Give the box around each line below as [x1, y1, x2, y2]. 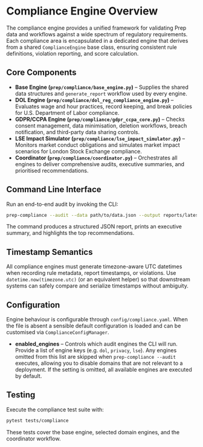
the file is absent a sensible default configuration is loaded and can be [6, 322, 181, 330]
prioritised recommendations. [14, 167, 89, 174]
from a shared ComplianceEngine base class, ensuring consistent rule [6, 43, 177, 51]
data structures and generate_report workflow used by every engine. [14, 89, 187, 97]
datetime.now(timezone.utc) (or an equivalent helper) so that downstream [6, 276, 190, 283]
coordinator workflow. [6, 435, 61, 442]
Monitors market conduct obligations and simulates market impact [14, 141, 180, 149]
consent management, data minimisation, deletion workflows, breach [14, 122, 187, 129]
